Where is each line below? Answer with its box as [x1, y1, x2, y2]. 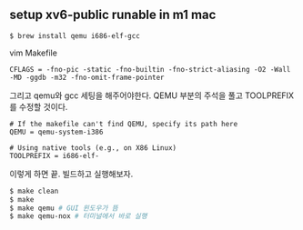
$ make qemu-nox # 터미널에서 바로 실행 [9, 212, 147, 221]
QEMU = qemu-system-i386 [9, 127, 104, 136]
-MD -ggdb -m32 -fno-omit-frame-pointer [9, 73, 166, 82]
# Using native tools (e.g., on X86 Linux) [9, 143, 177, 153]
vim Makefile [9, 47, 57, 58]
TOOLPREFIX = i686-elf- [9, 151, 100, 160]
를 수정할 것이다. [9, 101, 68, 112]
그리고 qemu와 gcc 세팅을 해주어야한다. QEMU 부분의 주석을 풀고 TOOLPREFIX [9, 90, 294, 101]
